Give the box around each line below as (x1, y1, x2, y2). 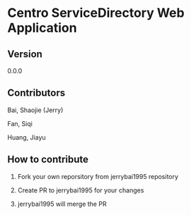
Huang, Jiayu (7, 133, 46, 142)
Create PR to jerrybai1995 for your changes (17, 185, 144, 195)
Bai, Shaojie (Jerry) (7, 106, 64, 114)
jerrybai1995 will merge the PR (17, 199, 108, 208)
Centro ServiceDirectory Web (7, 5, 185, 21)
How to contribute (7, 154, 89, 166)
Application (7, 20, 77, 36)
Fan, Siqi (7, 119, 33, 128)
